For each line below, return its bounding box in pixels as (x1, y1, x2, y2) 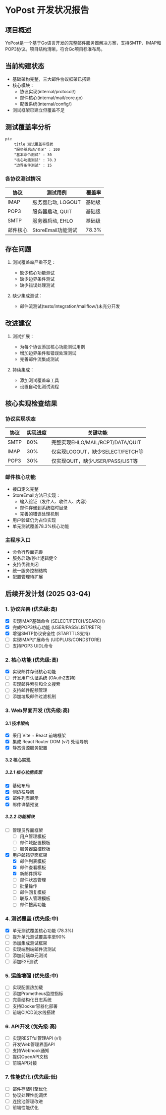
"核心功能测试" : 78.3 (14, 157, 56, 163)
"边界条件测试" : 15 (14, 163, 52, 168)
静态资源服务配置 (12, 745, 48, 751)
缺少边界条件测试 (19, 276, 55, 282)
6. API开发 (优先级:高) (5, 1023, 57, 1030)
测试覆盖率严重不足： (12, 259, 56, 265)
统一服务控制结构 (12, 567, 48, 573)
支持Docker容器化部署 (12, 1003, 58, 1009)
